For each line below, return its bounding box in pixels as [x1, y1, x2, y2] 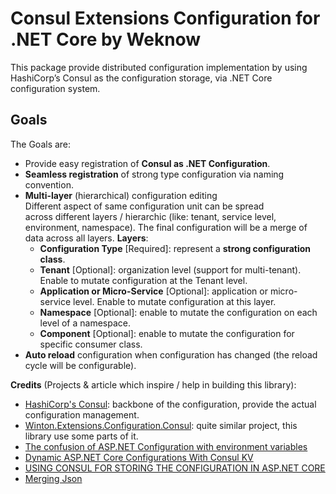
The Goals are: [10, 138, 72, 150]
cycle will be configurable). [24, 359, 137, 371]
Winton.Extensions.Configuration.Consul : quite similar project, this [24, 419, 298, 431]
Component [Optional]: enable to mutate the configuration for [39, 327, 295, 339]
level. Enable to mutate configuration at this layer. [72, 295, 277, 307]
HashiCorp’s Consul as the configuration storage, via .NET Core [10, 72, 273, 84]
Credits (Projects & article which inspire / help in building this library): [10, 378, 297, 391]
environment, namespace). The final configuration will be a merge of [24, 221, 308, 233]
